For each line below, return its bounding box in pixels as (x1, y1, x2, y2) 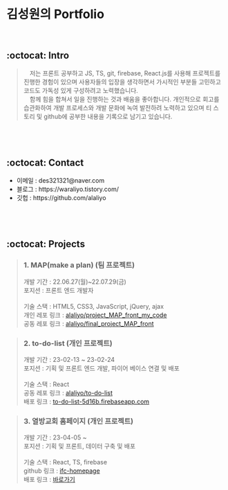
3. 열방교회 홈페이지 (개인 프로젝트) (23, 416, 134, 426)
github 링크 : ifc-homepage (23, 466, 101, 475)
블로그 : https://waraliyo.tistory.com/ (16, 185, 119, 193)
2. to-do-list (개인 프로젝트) (23, 338, 113, 348)
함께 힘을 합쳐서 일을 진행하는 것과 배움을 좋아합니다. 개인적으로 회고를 (29, 95, 220, 103)
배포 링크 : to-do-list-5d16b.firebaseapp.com (23, 397, 150, 406)
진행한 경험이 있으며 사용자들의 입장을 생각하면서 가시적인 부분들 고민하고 (23, 78, 222, 86)
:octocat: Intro (6, 50, 70, 62)
